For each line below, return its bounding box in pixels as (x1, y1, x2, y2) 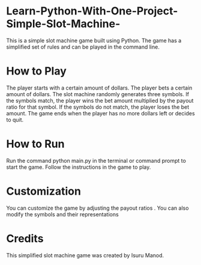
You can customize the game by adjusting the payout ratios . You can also (6, 204, 189, 212)
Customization (6, 184, 81, 198)
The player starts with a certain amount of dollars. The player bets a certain (6, 84, 193, 91)
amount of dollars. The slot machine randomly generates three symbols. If (6, 90, 190, 97)
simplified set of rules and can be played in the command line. (6, 43, 160, 50)
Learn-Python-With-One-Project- (6, 4, 178, 18)
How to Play (6, 64, 67, 78)
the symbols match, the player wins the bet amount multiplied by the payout (6, 97, 194, 104)
